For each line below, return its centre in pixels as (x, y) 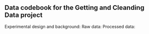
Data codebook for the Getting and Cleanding (74, 8)
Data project (24, 15)
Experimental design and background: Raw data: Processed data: (70, 26)
